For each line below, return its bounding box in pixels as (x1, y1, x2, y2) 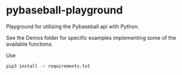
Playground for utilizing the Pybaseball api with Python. (6, 23, 139, 30)
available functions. (6, 40, 53, 47)
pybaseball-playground (6, 4, 123, 17)
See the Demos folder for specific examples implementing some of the (6, 34, 177, 41)
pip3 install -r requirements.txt (6, 63, 91, 69)
